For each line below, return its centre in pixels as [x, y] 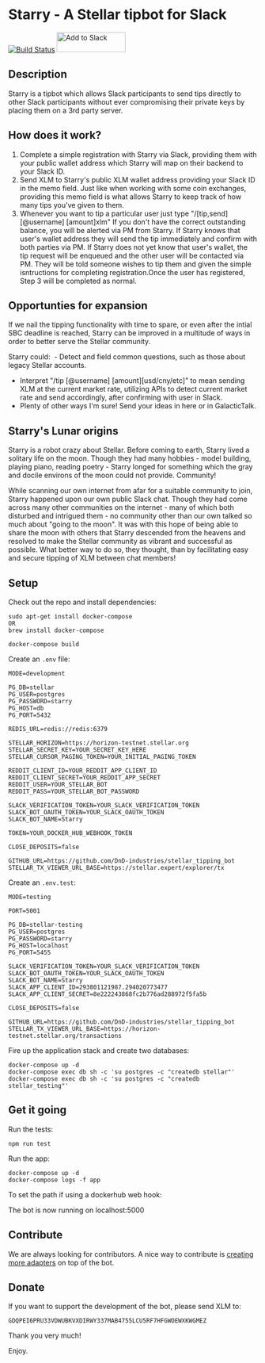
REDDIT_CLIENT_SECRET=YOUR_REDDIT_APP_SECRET [84, 778]
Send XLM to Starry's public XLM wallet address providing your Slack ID [137, 179]
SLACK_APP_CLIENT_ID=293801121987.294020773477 [88, 987]
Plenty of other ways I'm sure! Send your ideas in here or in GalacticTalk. [138, 406]
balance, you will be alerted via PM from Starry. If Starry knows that [130, 230]
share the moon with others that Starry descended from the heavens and [127, 533]
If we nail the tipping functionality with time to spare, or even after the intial [130, 325]
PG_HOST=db [26, 708]
